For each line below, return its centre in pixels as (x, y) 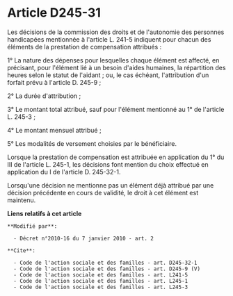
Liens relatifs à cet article (45, 213)
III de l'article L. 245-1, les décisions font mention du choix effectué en (108, 164)
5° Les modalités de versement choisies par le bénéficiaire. (92, 143)
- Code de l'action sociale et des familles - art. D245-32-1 (105, 263)
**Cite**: (22, 250)
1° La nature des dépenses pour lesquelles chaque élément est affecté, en (113, 60)
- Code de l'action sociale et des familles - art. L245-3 (101, 287)
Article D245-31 (54, 13)
